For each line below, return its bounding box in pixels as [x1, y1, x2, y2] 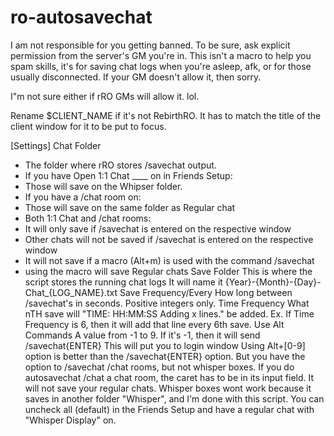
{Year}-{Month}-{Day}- [224, 276, 322, 288]
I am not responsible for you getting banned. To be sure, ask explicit [10, 39, 291, 51]
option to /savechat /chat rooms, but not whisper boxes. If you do [24, 361, 295, 373]
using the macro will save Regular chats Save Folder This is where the [24, 265, 313, 277]
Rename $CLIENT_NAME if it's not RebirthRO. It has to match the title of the [10, 109, 322, 121]
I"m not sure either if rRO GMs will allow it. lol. [10, 90, 200, 102]
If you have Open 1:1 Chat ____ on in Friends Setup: [24, 169, 233, 181]
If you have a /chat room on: [24, 191, 142, 203]
